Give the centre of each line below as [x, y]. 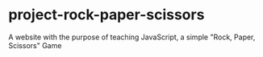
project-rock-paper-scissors [106, 15]
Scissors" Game [35, 45]
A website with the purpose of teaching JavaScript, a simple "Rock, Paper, [132, 37]
